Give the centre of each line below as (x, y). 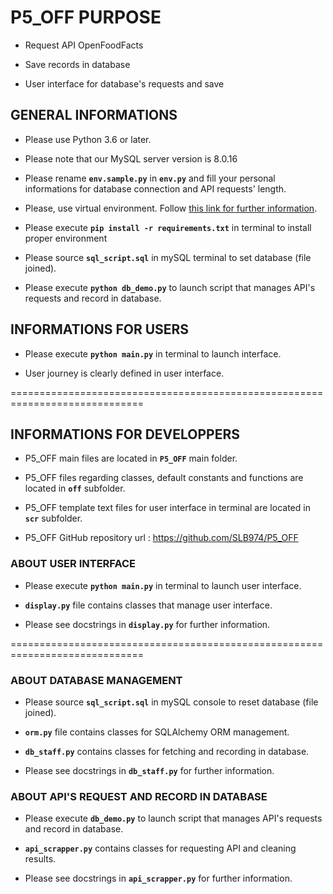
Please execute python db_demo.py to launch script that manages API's (170, 287)
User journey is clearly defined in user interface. (124, 373)
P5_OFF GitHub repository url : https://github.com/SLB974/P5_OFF (161, 538)
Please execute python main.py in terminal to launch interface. (153, 353)
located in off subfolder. (75, 488)
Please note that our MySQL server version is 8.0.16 (131, 158)
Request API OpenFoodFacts (84, 45)
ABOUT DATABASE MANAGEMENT (96, 680)
